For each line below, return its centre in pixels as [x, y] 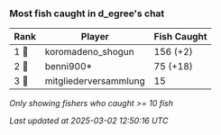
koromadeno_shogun [90, 52]
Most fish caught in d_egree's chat [87, 13]
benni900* [69, 67]
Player [95, 37]
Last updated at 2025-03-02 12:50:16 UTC [89, 121]
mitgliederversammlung [95, 81]
